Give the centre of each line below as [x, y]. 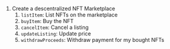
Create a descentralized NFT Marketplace [63, 9]
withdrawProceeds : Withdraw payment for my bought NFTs [92, 40]
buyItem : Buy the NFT [47, 21]
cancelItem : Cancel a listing [54, 27]
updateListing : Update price [56, 34]
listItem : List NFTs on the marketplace [69, 15]
